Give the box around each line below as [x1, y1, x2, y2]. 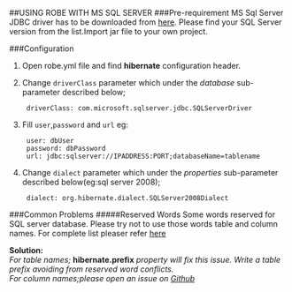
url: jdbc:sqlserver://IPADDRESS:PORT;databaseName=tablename [26, 152, 261, 161]
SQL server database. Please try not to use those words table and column [9, 219, 279, 228]
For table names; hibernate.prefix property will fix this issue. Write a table [9, 255, 281, 265]
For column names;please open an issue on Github [9, 273, 196, 283]
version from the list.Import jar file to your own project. [9, 26, 208, 36]
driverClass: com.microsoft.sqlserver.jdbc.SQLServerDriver [26, 104, 253, 113]
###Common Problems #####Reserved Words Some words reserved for [9, 209, 276, 220]
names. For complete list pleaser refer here [9, 228, 166, 238]
